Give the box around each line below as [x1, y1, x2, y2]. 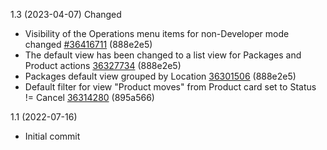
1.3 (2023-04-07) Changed [10, 9, 122, 20]
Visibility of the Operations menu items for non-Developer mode [24, 28, 290, 39]
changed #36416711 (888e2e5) [24, 39, 153, 50]
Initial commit [24, 130, 81, 142]
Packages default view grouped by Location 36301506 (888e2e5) [24, 70, 297, 82]
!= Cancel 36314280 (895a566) [24, 92, 155, 103]
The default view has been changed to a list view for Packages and [24, 49, 302, 61]
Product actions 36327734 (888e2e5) [24, 60, 182, 71]
